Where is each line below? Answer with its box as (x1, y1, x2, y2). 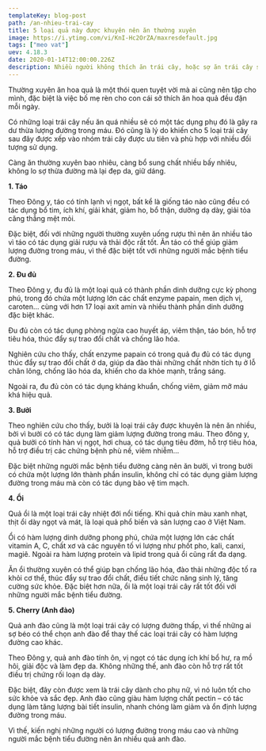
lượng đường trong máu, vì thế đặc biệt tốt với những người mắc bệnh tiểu (8, 246, 249, 255)
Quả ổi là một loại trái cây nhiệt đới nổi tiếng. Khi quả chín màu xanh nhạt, (8, 509, 248, 518)
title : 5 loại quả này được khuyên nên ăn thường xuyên (8, 26, 196, 34)
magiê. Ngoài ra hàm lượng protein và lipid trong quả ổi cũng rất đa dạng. (8, 549, 247, 558)
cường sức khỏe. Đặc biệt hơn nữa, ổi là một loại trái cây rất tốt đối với (8, 581, 237, 591)
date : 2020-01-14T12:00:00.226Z (8, 56, 115, 64)
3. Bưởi (8, 405, 32, 414)
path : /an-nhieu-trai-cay (8, 19, 93, 27)
